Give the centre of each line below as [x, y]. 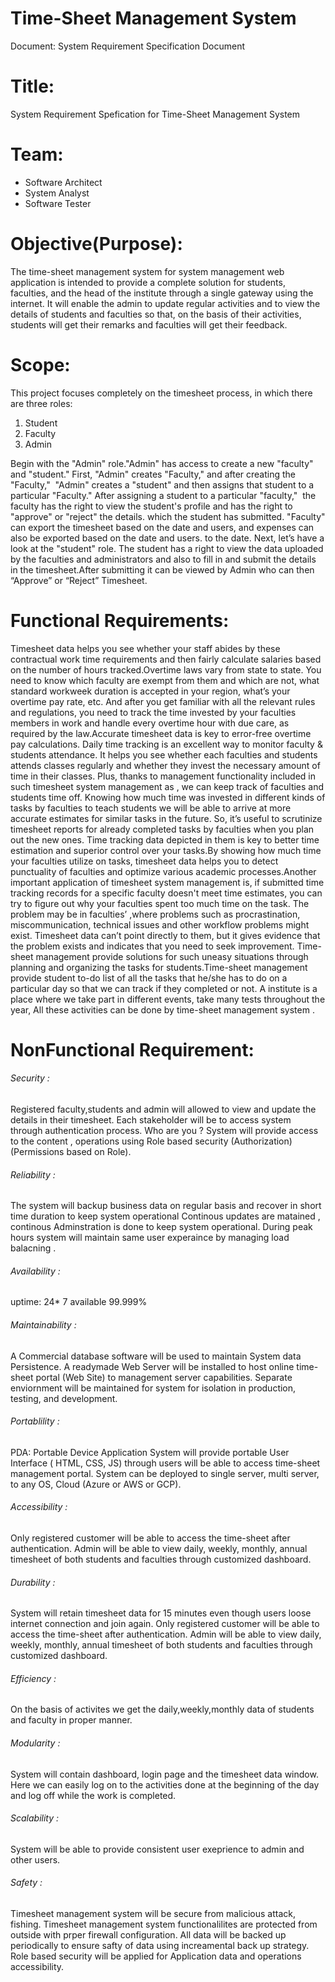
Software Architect [63, 182]
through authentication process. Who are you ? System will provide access [164, 1131]
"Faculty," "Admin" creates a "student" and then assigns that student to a [162, 484]
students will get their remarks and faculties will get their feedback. [149, 324]
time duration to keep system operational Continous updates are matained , [165, 1216]
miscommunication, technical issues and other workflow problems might [160, 924]
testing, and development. [64, 1398]
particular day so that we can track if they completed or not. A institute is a [164, 988]
